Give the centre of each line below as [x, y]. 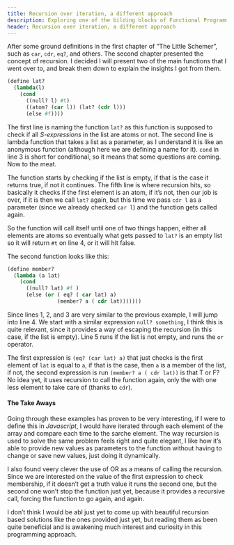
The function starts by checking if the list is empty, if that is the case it [108, 177]
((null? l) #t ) [48, 101]
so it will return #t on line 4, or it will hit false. [71, 243]
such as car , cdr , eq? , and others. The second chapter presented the [106, 54]
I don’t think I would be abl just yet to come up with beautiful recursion [108, 512]
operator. [20, 344]
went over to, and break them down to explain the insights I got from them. [114, 69]
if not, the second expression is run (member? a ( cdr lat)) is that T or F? [114, 372]
